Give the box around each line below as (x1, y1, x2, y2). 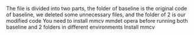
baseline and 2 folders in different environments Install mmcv (6, 23, 155, 30)
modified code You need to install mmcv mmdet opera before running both (6, 17, 188, 24)
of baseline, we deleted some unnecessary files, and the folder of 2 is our (6, 11, 186, 18)
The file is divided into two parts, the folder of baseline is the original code (6, 5, 187, 12)
